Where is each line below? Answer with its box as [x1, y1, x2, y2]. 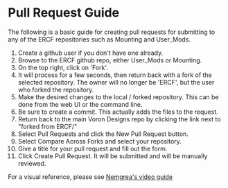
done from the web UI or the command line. [17, 100, 143, 108]
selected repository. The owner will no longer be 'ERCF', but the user [17, 78, 215, 86]
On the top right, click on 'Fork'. [17, 63, 108, 71]
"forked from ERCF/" [17, 122, 78, 130]
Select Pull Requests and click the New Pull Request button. [17, 130, 189, 138]
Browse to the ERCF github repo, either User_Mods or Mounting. [17, 55, 202, 64]
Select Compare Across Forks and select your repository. [17, 137, 182, 145]
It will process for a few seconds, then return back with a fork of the [17, 71, 212, 79]
